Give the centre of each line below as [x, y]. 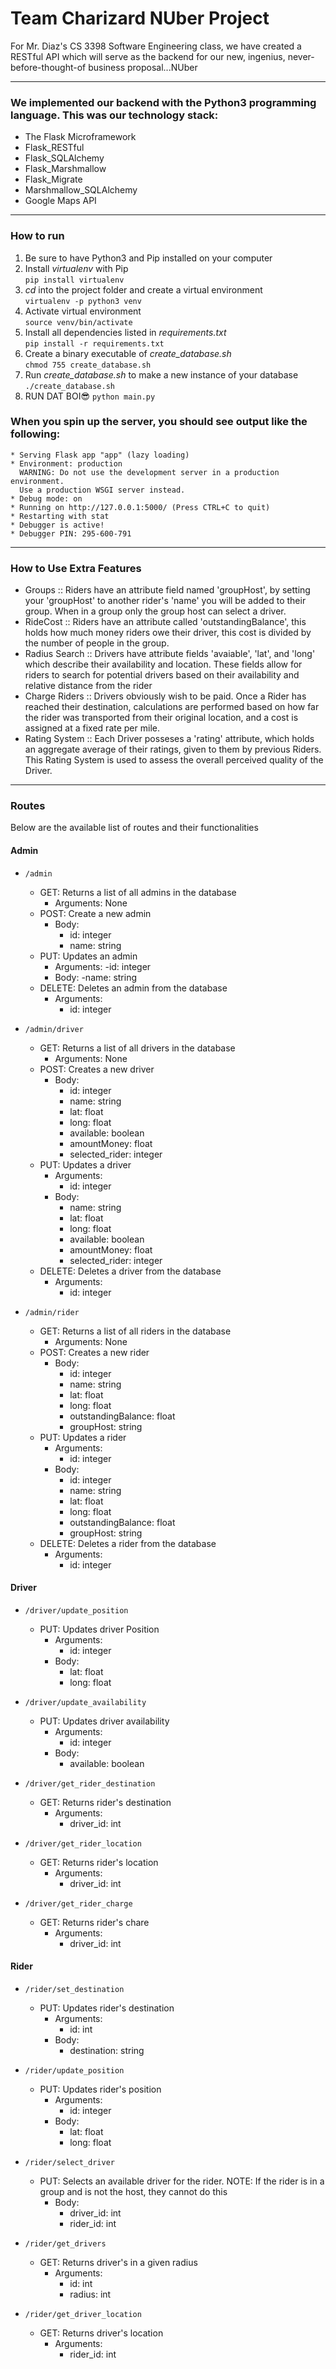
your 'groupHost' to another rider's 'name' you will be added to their [165, 601]
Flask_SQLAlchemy [64, 158]
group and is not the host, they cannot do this [133, 2192]
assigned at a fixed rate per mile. [92, 728]
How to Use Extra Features [76, 568]
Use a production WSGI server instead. [102, 490]
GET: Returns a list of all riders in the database [135, 1331]
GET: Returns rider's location [99, 1862]
